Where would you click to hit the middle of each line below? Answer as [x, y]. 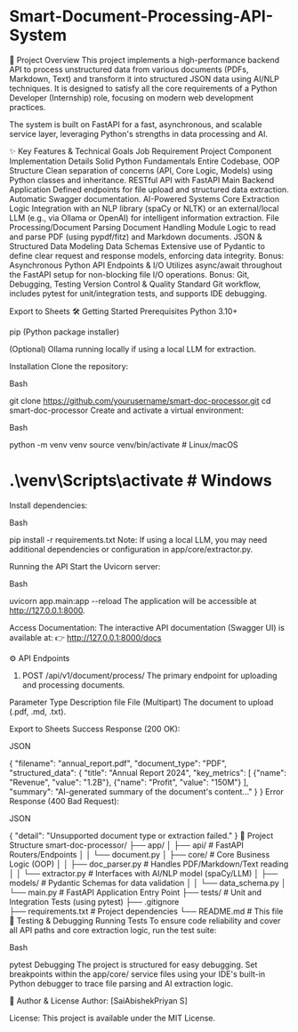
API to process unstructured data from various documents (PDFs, [129, 69]
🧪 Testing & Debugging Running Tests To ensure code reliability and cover [145, 920]
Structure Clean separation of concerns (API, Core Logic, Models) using [141, 170]
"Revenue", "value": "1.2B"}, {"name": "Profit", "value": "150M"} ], [129, 782]
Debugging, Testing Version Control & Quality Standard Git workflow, [135, 284]
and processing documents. [73, 685]
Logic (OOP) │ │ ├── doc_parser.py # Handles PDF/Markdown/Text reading [149, 864]
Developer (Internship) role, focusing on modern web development [131, 97]
